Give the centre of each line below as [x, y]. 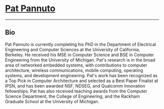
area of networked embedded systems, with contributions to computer [76, 65]
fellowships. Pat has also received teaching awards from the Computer [76, 91]
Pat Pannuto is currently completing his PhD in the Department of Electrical [81, 44]
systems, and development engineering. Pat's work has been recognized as [81, 75]
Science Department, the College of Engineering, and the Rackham [72, 96]
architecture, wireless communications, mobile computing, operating [74, 70]
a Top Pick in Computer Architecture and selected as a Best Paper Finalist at [82, 81]
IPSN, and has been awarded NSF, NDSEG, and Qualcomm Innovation [75, 86]
